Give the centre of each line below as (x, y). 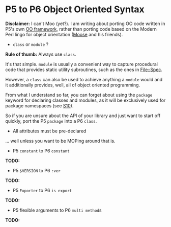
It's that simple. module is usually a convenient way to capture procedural (81, 64)
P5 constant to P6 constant (41, 151)
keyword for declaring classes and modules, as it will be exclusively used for (85, 100)
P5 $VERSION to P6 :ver (37, 170)
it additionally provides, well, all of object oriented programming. (73, 85)
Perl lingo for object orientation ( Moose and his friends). (64, 34)
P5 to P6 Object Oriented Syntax (75, 9)
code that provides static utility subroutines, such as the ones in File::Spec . (84, 70)
